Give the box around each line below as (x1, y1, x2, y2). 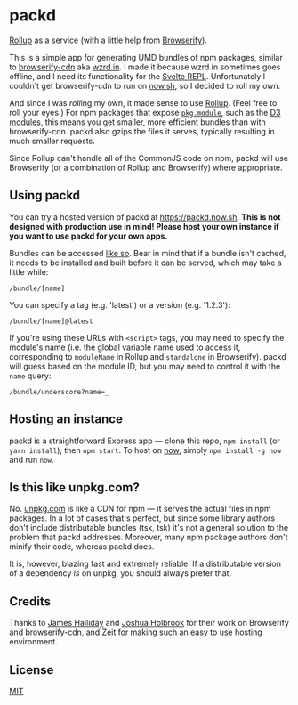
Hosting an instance (9, 411, 123, 427)
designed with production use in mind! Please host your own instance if (9, 221, 280, 231)
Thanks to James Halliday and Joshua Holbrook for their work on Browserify (9, 618, 289, 628)
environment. (9, 636, 58, 647)
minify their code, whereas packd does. (9, 541, 155, 552)
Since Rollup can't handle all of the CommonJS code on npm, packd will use (9, 152, 289, 163)
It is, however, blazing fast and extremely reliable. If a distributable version (9, 558, 282, 570)
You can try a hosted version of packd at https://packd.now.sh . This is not (9, 211, 281, 223)
